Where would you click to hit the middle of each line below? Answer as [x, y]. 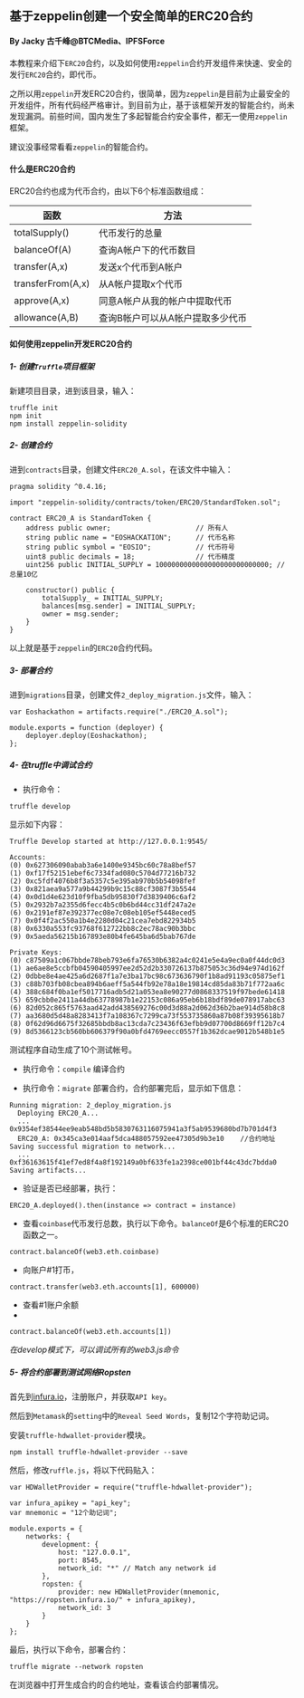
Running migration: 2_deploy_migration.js [90, 1106]
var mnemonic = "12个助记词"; [63, 1513]
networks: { [48, 1537]
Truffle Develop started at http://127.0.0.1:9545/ [109, 842]
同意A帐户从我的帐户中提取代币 [166, 301]
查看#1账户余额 [51, 1305]
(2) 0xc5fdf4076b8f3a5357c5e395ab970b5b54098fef [103, 881]
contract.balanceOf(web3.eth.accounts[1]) [90, 1332]
